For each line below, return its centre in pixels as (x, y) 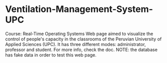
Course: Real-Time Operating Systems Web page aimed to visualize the (79, 33)
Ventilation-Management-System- (79, 9)
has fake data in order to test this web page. (51, 55)
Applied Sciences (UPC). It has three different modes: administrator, (75, 44)
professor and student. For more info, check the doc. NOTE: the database (81, 49)
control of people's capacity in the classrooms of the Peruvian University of (83, 39)
